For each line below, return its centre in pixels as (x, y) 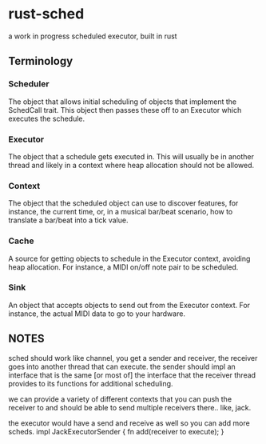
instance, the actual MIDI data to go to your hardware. (97, 314)
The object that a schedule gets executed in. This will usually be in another (131, 156)
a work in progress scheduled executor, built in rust (93, 36)
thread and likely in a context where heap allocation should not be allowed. (131, 165)
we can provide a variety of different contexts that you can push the (120, 399)
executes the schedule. (47, 118)
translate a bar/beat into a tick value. (68, 220)
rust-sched (46, 14)
